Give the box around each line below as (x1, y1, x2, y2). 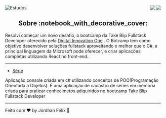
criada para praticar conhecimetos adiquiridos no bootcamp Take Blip (5, 88, 147, 94)
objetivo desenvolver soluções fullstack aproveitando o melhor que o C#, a (5, 43, 158, 49)
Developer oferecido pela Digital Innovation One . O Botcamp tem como (5, 37, 151, 44)
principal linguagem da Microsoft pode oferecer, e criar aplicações (5, 48, 141, 54)
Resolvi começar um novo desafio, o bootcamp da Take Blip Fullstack (5, 32, 147, 38)
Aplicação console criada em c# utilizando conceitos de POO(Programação (5, 77, 159, 83)
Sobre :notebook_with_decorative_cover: (18, 19, 148, 28)
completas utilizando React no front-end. (5, 53, 89, 59)
